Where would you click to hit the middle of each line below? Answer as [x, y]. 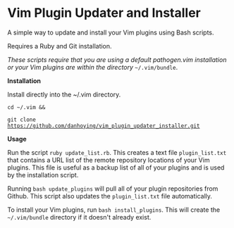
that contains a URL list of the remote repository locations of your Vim [109, 160]
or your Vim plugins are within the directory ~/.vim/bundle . [93, 67]
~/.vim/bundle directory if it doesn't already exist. [79, 217]
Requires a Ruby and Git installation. [60, 46]
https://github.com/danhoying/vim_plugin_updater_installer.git [104, 126]
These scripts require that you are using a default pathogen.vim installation [117, 59]
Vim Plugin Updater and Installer [104, 13]
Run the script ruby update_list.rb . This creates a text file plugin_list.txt [117, 152]
